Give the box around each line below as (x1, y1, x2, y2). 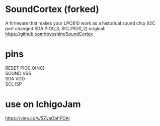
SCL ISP (5, 81, 22, 87)
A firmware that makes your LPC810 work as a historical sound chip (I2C (5, 20, 155, 26)
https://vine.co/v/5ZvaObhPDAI (5, 115, 70, 121)
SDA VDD (5, 75, 25, 81)
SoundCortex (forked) (5, 4, 99, 15)
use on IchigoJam (5, 99, 82, 110)
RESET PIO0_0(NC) (5, 65, 45, 71)
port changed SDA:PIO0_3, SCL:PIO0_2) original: (5, 25, 106, 31)
